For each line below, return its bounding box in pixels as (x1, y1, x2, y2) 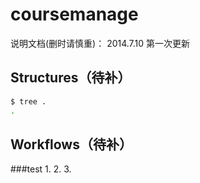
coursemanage (10, 3, 139, 26)
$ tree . (10, 96, 47, 107)
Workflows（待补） (10, 136, 133, 153)
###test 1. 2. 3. (10, 163, 72, 175)
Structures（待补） (10, 69, 132, 87)
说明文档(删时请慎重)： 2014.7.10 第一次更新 (10, 37, 191, 49)
